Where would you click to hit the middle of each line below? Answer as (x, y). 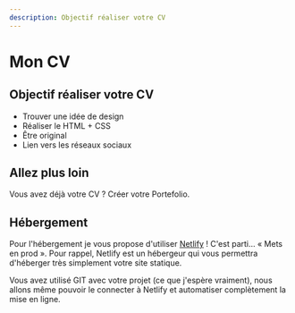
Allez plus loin (49, 173)
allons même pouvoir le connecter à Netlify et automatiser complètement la (147, 290)
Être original (44, 135)
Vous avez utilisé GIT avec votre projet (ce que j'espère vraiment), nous (141, 280)
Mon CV (40, 61)
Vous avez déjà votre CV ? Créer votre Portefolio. (100, 194)
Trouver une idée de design (73, 116)
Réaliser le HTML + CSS (67, 125)
